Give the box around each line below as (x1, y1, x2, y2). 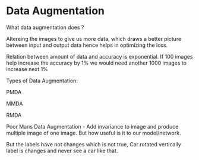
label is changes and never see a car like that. (6, 147, 118, 154)
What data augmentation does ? (6, 24, 84, 31)
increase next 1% (6, 65, 49, 72)
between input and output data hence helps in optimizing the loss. (6, 41, 168, 49)
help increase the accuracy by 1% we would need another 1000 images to (6, 59, 187, 66)
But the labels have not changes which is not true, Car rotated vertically (6, 140, 181, 148)
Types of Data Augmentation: (6, 77, 78, 84)
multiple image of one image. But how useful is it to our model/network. (6, 129, 181, 136)
